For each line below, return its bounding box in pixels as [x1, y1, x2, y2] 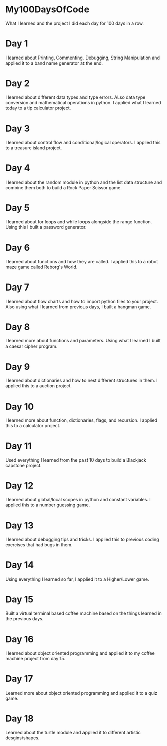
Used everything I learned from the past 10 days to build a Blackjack [5, 457, 147, 463]
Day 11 [5, 440, 32, 452]
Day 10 [5, 400, 34, 412]
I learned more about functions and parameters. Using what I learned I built [5, 338, 161, 344]
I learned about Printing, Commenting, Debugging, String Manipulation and [5, 54, 160, 61]
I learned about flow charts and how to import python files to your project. [5, 298, 158, 304]
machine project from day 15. [5, 655, 65, 661]
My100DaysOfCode [5, 4, 90, 15]
